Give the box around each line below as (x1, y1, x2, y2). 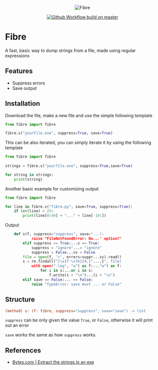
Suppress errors (12, 80, 45, 86)
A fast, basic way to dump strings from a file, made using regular (5, 47, 136, 53)
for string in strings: (5, 172, 54, 177)
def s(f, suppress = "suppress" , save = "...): (14, 232, 105, 237)
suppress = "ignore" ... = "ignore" (31, 245, 102, 250)
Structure (5, 295, 35, 304)
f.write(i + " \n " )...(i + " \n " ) (49, 273, 115, 278)
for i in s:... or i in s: (40, 268, 93, 273)
